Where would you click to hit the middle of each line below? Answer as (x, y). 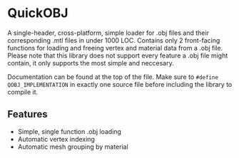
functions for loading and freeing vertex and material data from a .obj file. (115, 48)
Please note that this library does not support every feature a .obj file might (118, 56)
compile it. (23, 92)
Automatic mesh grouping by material (73, 147)
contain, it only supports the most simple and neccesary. (91, 63)
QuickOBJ (38, 13)
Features (27, 114)
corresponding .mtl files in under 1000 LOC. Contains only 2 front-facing (114, 40)
